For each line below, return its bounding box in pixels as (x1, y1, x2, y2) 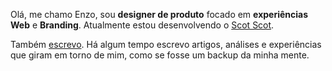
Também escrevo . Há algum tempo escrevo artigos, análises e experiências (10, 39, 322, 50)
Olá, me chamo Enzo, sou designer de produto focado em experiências (10, 9, 309, 20)
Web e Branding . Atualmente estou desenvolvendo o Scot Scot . (10, 19, 275, 31)
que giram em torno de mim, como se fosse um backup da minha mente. (10, 49, 310, 61)
